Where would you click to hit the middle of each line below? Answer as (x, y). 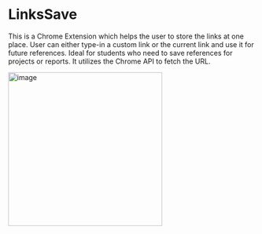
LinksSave (42, 15)
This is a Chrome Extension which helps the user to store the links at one (126, 36)
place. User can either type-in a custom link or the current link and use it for (131, 44)
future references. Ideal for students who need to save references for (121, 53)
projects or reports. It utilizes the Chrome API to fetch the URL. (109, 61)
